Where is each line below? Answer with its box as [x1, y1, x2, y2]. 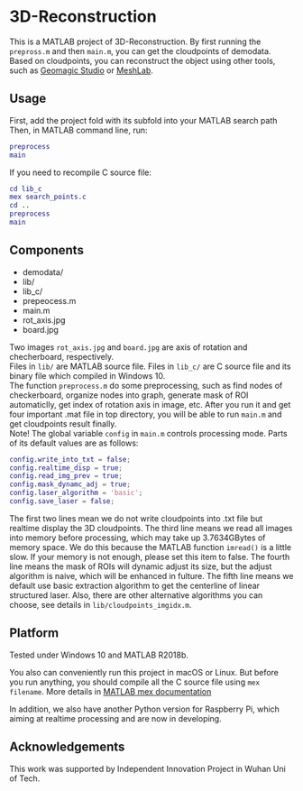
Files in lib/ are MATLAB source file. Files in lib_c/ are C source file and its [9, 361, 291, 372]
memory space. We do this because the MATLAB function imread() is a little [9, 541, 291, 552]
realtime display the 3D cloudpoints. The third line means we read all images [9, 522, 293, 533]
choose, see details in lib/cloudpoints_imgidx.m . [9, 599, 192, 610]
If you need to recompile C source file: [9, 167, 151, 178]
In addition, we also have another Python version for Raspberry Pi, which [9, 704, 280, 714]
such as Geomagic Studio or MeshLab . [9, 65, 153, 76]
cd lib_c [9, 184, 42, 193]
